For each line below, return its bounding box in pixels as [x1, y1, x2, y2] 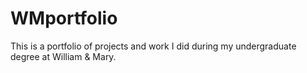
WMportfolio [10, 7, 118, 30]
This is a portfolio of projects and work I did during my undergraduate [10, 40, 297, 52]
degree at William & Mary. [10, 50, 117, 62]
